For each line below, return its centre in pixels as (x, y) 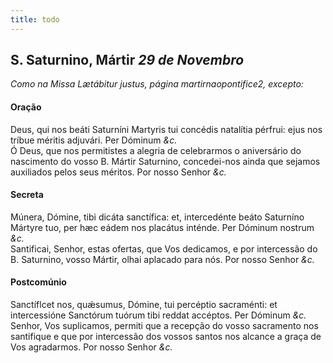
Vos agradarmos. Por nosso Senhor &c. (91, 347)
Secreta (27, 195)
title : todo (35, 19)
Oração (26, 107)
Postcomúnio (38, 282)
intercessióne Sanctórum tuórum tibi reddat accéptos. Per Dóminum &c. (158, 315)
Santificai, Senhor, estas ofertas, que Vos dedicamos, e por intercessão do (164, 248)
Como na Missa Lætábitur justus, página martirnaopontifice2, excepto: (157, 84)
